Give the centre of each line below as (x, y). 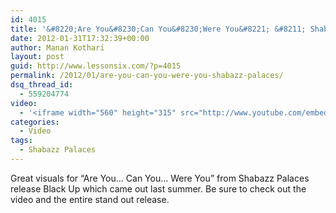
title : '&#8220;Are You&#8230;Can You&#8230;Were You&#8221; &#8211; (158, 29)
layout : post (37, 57)
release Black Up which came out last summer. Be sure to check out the (158, 188)
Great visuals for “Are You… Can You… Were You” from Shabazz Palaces (160, 178)
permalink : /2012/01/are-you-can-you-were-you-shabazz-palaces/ (147, 76)
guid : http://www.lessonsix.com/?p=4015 (96, 66)
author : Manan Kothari (57, 47)
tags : (21, 141)
